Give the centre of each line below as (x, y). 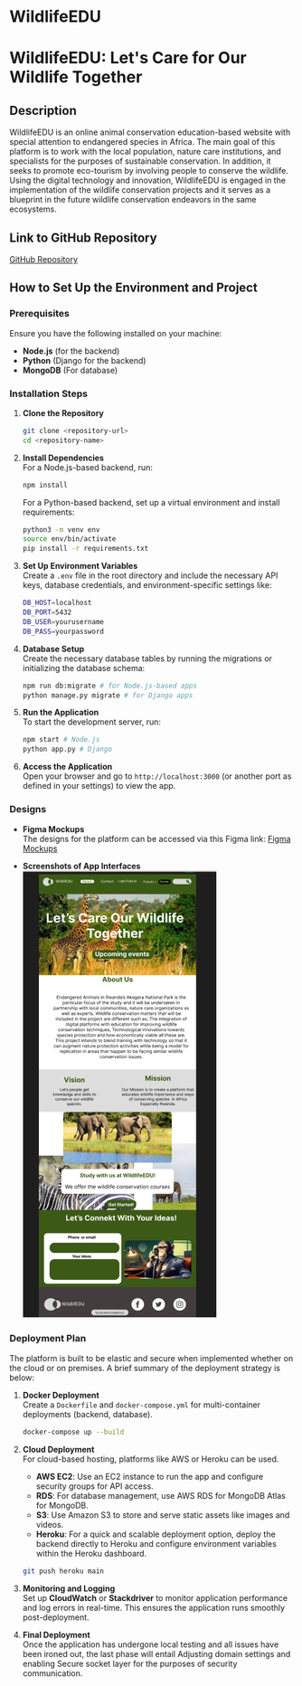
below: (22, 1378)
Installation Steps (49, 393)
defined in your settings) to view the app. (99, 786)
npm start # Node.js (61, 740)
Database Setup (53, 649)
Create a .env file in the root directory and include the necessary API (150, 575)
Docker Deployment (61, 1395)
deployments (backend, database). (88, 1414)
